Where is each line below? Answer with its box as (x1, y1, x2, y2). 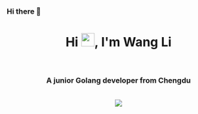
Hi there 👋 (6, 6, 42, 16)
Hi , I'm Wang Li (65, 34, 172, 51)
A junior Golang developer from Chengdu (46, 75, 191, 85)
